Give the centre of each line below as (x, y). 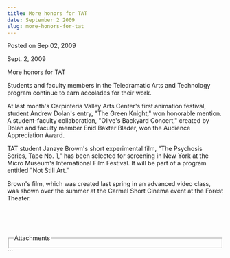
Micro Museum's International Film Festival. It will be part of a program (107, 163)
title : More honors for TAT (47, 13)
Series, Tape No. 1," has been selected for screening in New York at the (108, 156)
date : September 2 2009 (41, 20)
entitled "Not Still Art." (38, 171)
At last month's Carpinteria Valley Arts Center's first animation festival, (107, 106)
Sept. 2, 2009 (26, 59)
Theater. (19, 198)
